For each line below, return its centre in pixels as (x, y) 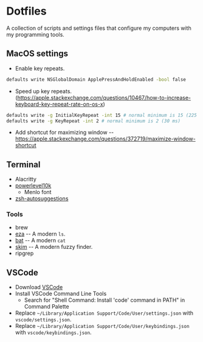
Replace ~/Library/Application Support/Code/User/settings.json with (104, 313)
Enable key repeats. (40, 68)
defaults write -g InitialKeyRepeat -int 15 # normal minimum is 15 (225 (102, 115)
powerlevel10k (33, 186)
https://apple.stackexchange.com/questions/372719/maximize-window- (105, 139)
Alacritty (26, 179)
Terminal (23, 165)
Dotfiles (26, 11)
